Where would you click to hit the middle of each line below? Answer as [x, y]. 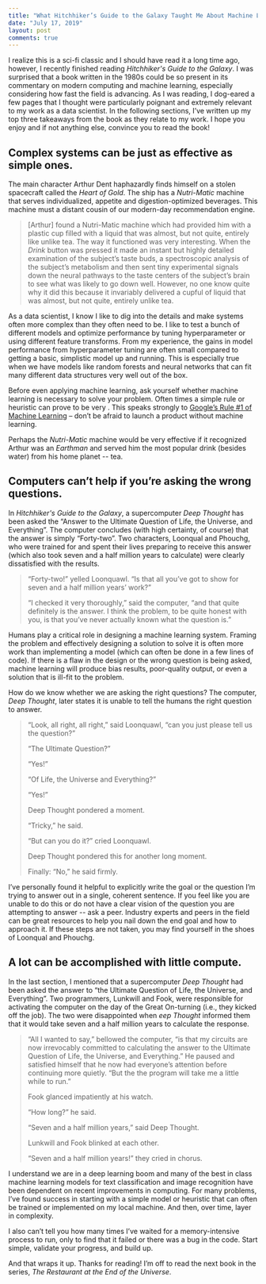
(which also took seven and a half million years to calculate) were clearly [127, 555]
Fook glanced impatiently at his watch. [90, 1097]
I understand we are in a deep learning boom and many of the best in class [130, 1173]
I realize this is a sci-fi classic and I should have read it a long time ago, [124, 60]
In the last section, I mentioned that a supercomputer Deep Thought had [126, 982]
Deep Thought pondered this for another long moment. [117, 856]
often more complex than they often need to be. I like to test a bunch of [124, 325]
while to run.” [49, 1081]
